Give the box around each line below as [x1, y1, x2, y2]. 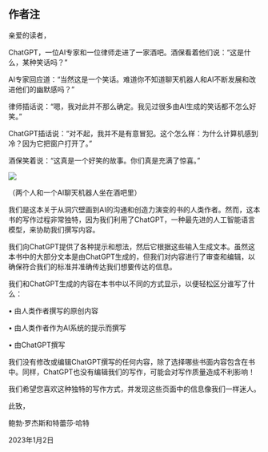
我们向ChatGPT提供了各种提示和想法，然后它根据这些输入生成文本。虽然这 [8, 241, 256, 251]
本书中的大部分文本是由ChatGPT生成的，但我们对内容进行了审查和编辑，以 [8, 252, 256, 261]
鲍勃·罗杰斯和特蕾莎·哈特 [8, 418, 90, 427]
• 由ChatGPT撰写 [8, 340, 66, 349]
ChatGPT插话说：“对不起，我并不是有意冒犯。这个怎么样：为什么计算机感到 [8, 128, 258, 138]
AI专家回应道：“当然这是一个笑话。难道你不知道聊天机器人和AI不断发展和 [8, 75, 250, 84]
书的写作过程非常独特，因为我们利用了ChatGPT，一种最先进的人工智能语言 [8, 215, 256, 224]
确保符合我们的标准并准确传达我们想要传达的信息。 [8, 261, 177, 271]
